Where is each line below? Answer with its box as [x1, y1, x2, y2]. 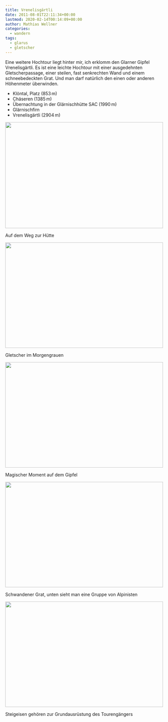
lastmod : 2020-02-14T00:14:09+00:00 [5, 17, 82, 22]
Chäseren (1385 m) [12, 96, 52, 102]
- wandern [10, 31, 30, 36]
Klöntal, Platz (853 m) [12, 90, 58, 96]
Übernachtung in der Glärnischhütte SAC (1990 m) [12, 101, 117, 107]
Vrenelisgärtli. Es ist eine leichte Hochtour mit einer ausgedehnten [5, 64, 143, 70]
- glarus [10, 41, 28, 46]
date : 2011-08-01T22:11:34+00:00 [5, 12, 76, 17]
